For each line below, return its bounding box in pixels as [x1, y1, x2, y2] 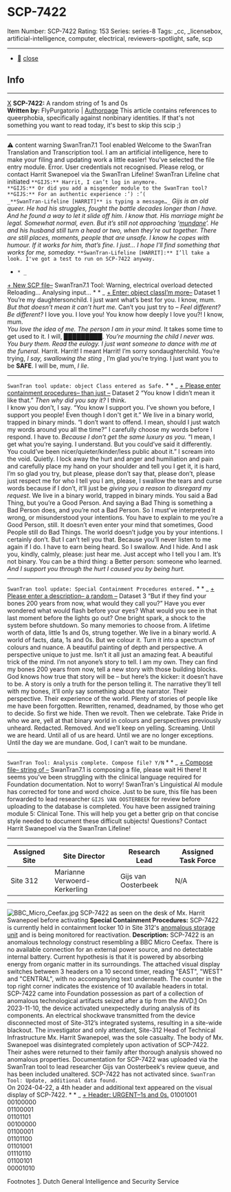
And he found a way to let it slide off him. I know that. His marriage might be [7, 211, 223, 219]
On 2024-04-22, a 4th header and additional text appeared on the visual [7, 1083, 213, 1091]
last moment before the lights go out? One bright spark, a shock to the [7, 613, 206, 622]
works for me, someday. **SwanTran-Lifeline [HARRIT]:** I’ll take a [7, 248, 210, 256]
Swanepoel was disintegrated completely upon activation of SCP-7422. [7, 1040, 209, 1049]
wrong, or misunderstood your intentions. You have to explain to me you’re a [7, 513, 223, 521]
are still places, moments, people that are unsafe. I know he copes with [7, 233, 210, 241]
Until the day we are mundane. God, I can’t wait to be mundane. [7, 738, 188, 746]
